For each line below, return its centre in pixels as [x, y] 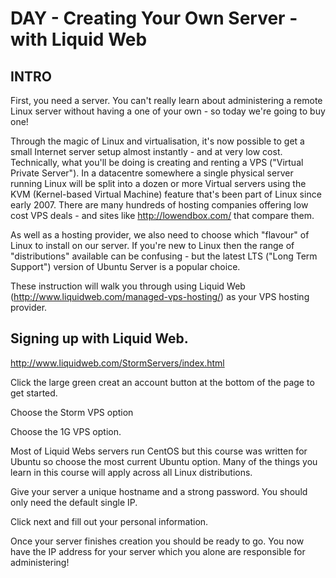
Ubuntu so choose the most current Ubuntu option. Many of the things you [164, 461]
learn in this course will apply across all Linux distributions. [131, 472]
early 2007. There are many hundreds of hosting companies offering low [159, 205]
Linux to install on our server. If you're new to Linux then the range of [152, 245]
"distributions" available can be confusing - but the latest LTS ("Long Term [164, 256]
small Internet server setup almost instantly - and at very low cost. [146, 151]
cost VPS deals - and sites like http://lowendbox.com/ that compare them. [162, 215]
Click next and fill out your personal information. [109, 521]
